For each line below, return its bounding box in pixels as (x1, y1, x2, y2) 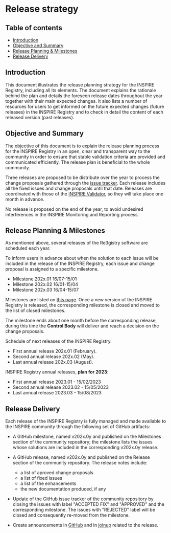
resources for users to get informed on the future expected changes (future (5, 103, 164, 109)
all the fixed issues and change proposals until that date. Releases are (5, 185, 152, 191)
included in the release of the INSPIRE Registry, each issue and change (5, 260, 155, 266)
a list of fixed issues (20, 475, 63, 481)
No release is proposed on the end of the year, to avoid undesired (5, 206, 144, 212)
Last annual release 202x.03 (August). (12, 359, 93, 365)
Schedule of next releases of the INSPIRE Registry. (5, 338, 112, 344)
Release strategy (5, 3, 79, 15)
